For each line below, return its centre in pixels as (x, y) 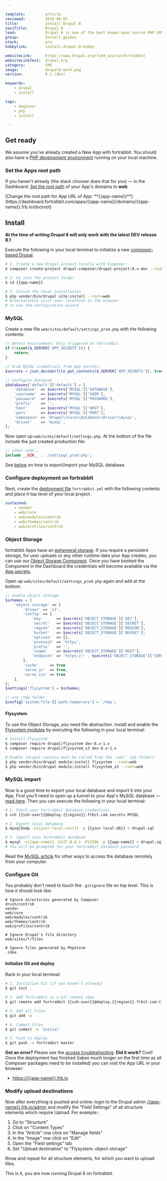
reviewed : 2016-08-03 (37, 19)
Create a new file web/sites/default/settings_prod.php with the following (81, 329)
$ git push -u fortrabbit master (40, 1043)
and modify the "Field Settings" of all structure (95, 1107)
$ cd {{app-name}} (24, 282)
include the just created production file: (45, 442)
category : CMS (29, 65)
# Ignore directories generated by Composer (52, 900)
